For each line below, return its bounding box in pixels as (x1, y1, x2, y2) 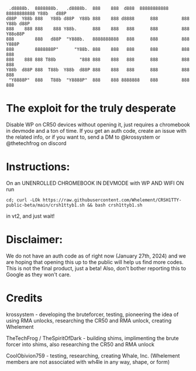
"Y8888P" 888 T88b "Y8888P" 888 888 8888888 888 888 (8, 77, 190, 83)
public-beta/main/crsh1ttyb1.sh (6, 202, 85, 208)
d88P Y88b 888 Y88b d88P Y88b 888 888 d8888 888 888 (6, 16, 190, 22)
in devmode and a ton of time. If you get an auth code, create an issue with (6, 127, 187, 134)
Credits (6, 291, 43, 304)
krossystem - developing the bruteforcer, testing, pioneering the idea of (6, 311, 179, 318)
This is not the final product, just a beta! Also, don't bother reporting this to (6, 264, 186, 272)
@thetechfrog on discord (6, 139, 67, 146)
